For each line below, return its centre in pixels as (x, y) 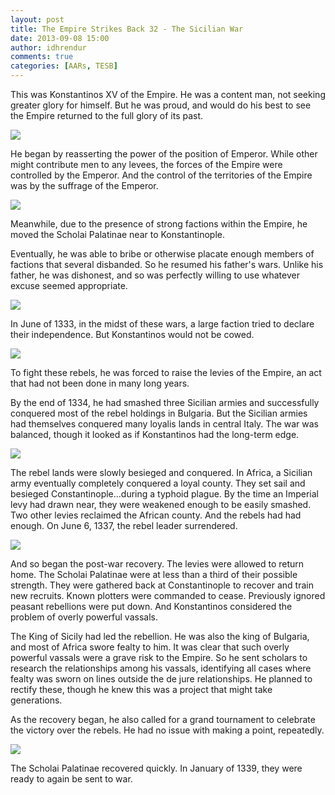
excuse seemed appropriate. (69, 285)
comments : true (42, 57)
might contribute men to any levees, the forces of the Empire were (146, 164)
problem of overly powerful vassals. (84, 617)
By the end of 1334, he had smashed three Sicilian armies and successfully (165, 402)
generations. (36, 700)
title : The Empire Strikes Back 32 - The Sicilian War (127, 29)
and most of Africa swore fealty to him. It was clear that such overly (150, 647)
